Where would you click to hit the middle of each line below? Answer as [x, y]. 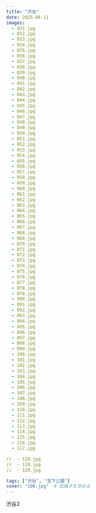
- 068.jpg [23, 232]
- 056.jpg [23, 166]
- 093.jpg [23, 316]
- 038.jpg [23, 67]
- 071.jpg [23, 249]
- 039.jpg [23, 73]
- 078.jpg [23, 288]
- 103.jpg [23, 371]
